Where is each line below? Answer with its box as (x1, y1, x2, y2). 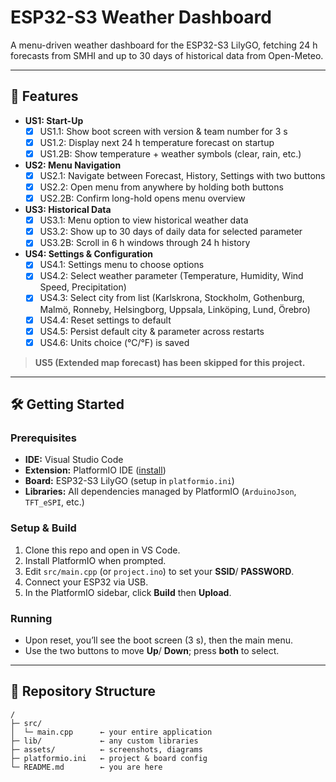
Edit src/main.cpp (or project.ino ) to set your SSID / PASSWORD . (24, 565, 295, 577)
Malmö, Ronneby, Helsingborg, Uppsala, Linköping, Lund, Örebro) (39, 303, 311, 315)
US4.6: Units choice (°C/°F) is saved (39, 336, 190, 348)
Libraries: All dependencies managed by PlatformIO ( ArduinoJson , (24, 486, 297, 498)
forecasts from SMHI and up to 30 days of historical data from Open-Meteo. (10, 49, 324, 61)
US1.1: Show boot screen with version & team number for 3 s (39, 125, 288, 137)
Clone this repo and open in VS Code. (24, 544, 181, 556)
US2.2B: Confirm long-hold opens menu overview (39, 192, 246, 205)
